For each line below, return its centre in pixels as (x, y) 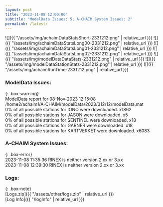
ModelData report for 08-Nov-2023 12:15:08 (51, 99)
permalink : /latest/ (27, 24)
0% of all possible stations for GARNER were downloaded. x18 (69, 125)
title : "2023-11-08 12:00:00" (37, 14)
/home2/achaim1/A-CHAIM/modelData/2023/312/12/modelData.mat (74, 104)
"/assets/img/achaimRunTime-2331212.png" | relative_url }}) (67, 70)
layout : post (19, 10)
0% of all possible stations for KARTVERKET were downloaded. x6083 (78, 131)
